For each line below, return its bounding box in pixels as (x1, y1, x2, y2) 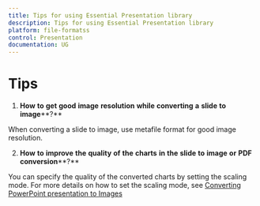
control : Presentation (8, 33, 83, 42)
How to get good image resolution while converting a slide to (19, 101, 227, 110)
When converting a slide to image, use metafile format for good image (8, 125, 237, 134)
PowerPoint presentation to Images (8, 189, 122, 198)
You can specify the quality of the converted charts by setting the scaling (8, 172, 247, 182)
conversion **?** (19, 157, 80, 167)
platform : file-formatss (8, 26, 90, 34)
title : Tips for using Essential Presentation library (8, 11, 193, 20)
